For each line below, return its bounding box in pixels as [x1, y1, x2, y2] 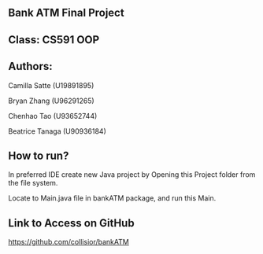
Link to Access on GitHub [8, 216, 135, 230]
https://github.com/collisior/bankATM [8, 237, 130, 247]
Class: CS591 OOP [8, 33, 100, 46]
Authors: [8, 60, 53, 73]
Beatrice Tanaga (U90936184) [8, 126, 106, 136]
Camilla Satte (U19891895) [8, 80, 94, 90]
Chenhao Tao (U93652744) [8, 111, 98, 120]
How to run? [8, 149, 69, 162]
